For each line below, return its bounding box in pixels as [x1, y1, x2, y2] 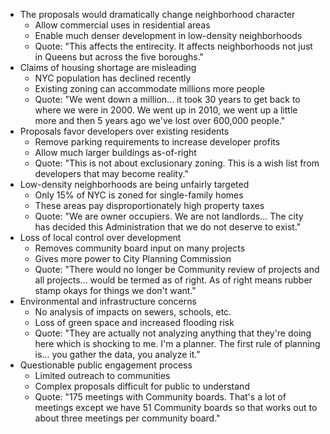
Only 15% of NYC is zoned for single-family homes [34, 189, 244, 201]
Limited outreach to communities [34, 370, 171, 381]
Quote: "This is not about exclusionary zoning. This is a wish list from [34, 157, 320, 169]
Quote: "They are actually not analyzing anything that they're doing [34, 327, 312, 339]
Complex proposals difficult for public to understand [34, 380, 250, 392]
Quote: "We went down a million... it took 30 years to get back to [34, 94, 301, 105]
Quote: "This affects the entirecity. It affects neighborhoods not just [34, 40, 313, 52]
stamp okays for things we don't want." [34, 285, 197, 296]
